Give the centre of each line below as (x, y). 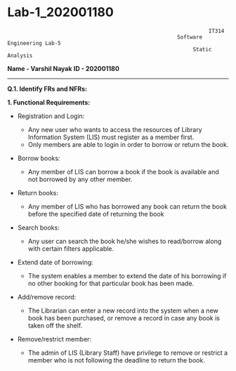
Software (189, 37)
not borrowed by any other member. (80, 179)
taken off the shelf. (55, 325)
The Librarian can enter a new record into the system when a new (123, 311)
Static (202, 49)
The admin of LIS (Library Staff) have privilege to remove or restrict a (128, 353)
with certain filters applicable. (71, 248)
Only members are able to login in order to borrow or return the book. (128, 144)
